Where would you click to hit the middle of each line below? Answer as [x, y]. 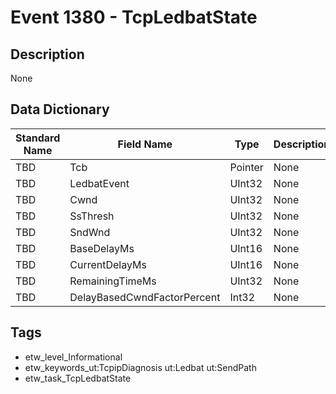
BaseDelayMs [102, 248]
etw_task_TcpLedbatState [78, 378]
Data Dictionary [60, 109]
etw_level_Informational [73, 357]
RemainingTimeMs [113, 281]
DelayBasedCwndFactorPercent [145, 297]
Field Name [145, 144]
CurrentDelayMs [108, 264]
